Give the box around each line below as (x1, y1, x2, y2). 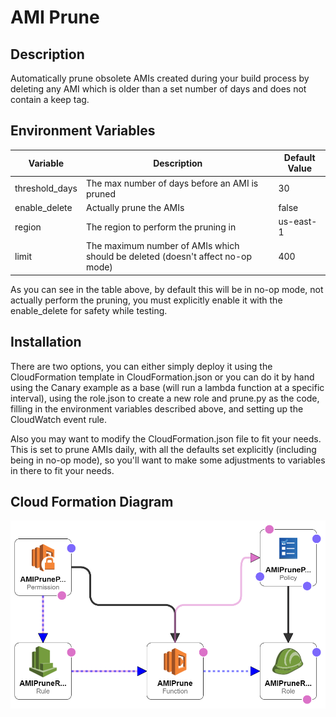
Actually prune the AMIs (85, 201, 185, 213)
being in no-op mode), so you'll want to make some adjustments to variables (10, 454, 326, 466)
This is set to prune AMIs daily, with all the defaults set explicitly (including (10, 443, 317, 455)
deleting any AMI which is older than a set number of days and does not (10, 83, 307, 95)
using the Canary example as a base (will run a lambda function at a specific (10, 381, 325, 393)
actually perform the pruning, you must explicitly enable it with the (10, 294, 283, 306)
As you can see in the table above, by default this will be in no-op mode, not (10, 283, 324, 295)
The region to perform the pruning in (85, 221, 237, 233)
